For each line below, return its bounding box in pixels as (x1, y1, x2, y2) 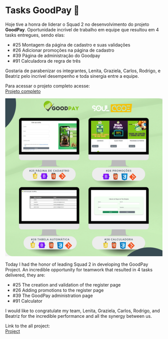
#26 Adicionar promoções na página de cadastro (12, 47, 115, 53)
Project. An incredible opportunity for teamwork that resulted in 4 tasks (5, 266, 153, 272)
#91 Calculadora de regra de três (12, 58, 81, 64)
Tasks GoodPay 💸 (5, 5, 79, 16)
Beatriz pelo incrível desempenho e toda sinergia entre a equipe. (5, 73, 139, 79)
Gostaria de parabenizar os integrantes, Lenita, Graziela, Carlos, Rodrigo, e (5, 68, 161, 74)
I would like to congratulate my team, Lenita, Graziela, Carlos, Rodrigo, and (5, 308, 160, 314)
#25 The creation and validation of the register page (12, 281, 121, 287)
